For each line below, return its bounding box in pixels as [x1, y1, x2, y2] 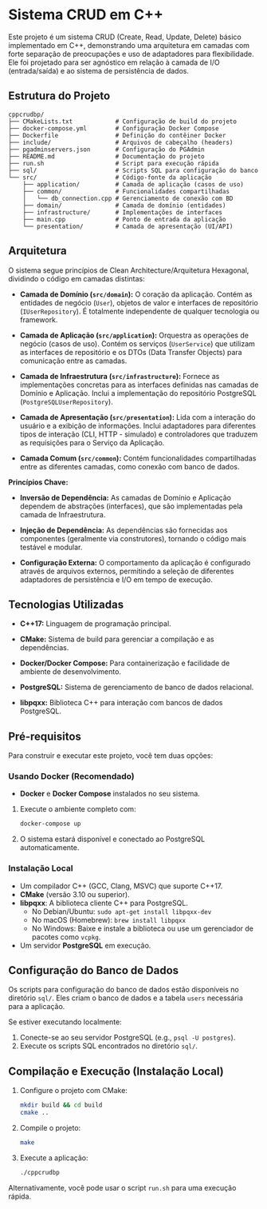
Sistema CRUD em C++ [8, 6, 163, 24]
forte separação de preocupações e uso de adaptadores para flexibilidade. [8, 49, 255, 58]
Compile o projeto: [19, 1123, 81, 1133]
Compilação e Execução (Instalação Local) [8, 1064, 225, 1078]
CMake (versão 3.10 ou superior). [19, 889, 130, 899]
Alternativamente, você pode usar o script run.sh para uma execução [8, 1183, 237, 1192]
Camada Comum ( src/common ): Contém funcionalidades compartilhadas [19, 453, 257, 463]
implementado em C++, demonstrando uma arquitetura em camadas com [8, 40, 249, 50]
